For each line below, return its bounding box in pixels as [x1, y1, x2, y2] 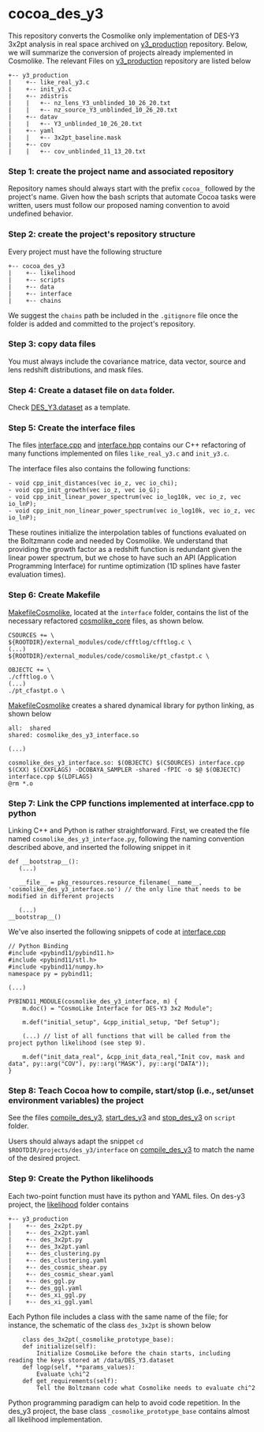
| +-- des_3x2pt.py [8, 1235, 83, 1244]
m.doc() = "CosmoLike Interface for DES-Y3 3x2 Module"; [22, 1005, 214, 1013]
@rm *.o [8, 780, 34, 788]
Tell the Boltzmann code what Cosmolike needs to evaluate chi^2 [36, 1384, 256, 1392]
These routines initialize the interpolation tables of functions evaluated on [8, 527, 247, 538]
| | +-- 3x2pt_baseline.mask [8, 134, 122, 142]
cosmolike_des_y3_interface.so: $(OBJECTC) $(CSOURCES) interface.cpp [8, 758, 245, 767]
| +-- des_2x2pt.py [8, 1222, 83, 1230]
